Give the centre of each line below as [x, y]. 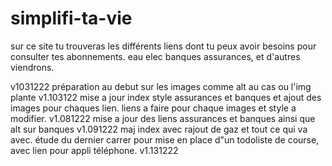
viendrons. [32, 67]
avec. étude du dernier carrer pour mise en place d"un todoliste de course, [165, 139]
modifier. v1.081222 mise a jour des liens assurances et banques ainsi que [163, 118]
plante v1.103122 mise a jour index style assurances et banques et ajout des [166, 97]
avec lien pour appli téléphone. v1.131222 [94, 150]
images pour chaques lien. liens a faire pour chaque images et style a [153, 108]
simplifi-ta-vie [71, 18]
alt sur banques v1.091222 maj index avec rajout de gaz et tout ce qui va [159, 129]
